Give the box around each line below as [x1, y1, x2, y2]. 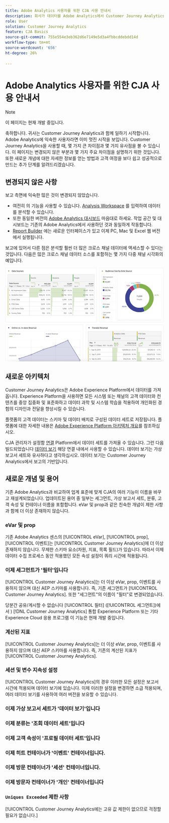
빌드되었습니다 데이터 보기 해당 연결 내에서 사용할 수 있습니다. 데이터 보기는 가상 [5, 445, 162, 452]
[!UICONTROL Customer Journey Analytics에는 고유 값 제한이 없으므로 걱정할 [5, 806, 161, 812]
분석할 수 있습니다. [18, 209, 54, 215]
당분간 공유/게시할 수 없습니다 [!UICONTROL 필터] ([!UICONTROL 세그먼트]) [5, 602, 157, 608]
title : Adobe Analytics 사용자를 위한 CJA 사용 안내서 [5, 8, 111, 13]
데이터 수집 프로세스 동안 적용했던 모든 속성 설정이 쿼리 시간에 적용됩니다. [5, 553, 149, 559]
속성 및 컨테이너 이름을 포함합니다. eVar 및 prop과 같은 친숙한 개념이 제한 [10, 501, 154, 507]
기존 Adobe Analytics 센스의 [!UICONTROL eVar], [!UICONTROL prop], [5, 533, 149, 540]
